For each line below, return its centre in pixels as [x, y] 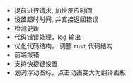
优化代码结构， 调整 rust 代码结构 [63, 46]
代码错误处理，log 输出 [47, 37]
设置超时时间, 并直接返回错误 [56, 19]
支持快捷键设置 [36, 63]
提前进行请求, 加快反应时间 [53, 10]
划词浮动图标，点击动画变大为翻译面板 [70, 72]
